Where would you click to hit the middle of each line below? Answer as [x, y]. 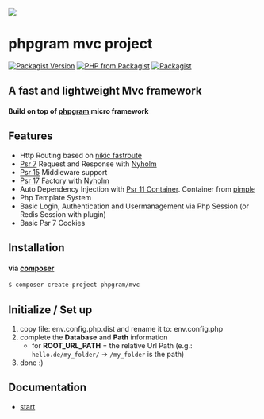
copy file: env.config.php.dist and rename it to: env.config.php [121, 329]
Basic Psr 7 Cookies [52, 223]
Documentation [48, 388]
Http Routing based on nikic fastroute [81, 155]
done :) [31, 363]
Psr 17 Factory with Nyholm [64, 180]
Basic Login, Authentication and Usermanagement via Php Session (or [134, 206]
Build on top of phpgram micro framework [78, 111]
